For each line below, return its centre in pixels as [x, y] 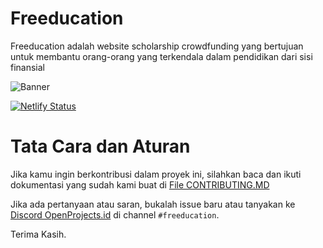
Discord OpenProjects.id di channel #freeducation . [115, 214]
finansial [28, 67]
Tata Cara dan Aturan [100, 146]
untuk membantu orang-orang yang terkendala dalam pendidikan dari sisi [161, 56]
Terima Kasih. [38, 234]
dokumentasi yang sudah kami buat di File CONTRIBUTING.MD [140, 184]
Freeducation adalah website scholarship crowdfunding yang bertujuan [157, 46]
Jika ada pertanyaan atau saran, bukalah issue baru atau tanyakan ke [153, 204]
